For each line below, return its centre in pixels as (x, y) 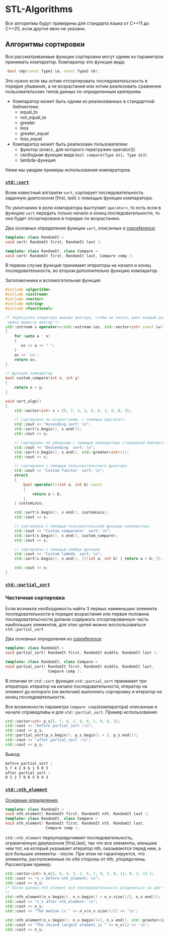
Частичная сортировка (35, 598)
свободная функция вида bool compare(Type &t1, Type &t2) (84, 155)
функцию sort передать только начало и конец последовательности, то (82, 213)
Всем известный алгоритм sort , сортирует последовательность (74, 192)
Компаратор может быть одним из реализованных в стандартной (83, 101)
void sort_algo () (23, 401)
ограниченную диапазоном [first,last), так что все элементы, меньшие (81, 843)
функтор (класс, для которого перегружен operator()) (77, 149)
